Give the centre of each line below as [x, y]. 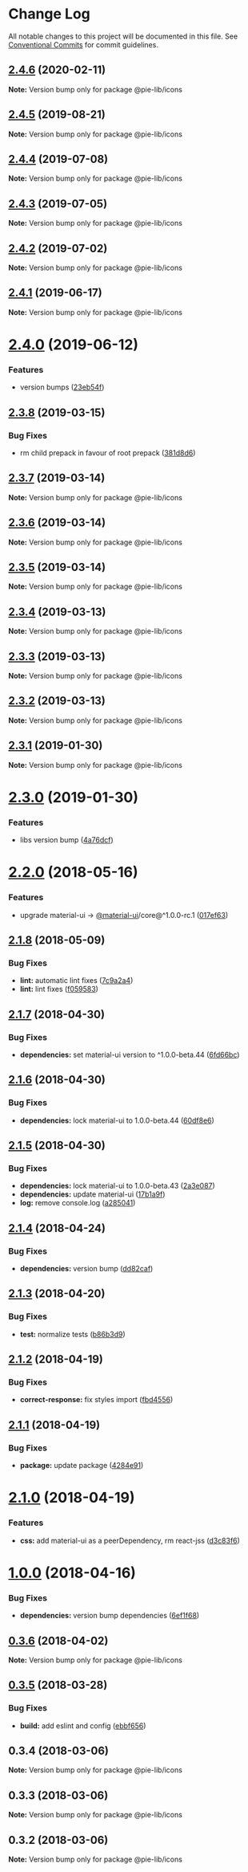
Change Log [49, 14]
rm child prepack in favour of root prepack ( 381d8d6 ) [108, 453]
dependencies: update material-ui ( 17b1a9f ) [92, 1194]
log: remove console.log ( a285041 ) [78, 1203]
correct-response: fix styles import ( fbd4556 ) [96, 1400]
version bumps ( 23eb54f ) [62, 387]
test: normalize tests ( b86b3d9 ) [72, 1334]
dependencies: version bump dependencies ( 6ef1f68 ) [110, 1616]
